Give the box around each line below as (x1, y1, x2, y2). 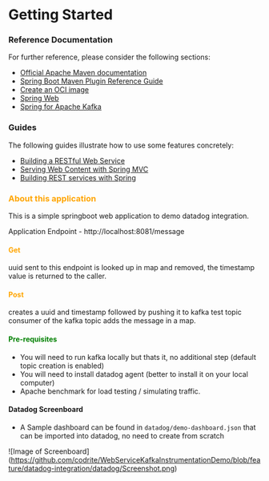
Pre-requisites (8, 334, 58, 344)
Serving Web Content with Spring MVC (19, 164, 149, 174)
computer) (19, 378, 55, 387)
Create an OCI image (19, 85, 90, 95)
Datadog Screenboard (8, 405, 84, 414)
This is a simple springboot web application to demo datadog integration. (8, 211, 250, 221)
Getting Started (8, 6, 114, 24)
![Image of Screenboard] (8, 447, 90, 456)
